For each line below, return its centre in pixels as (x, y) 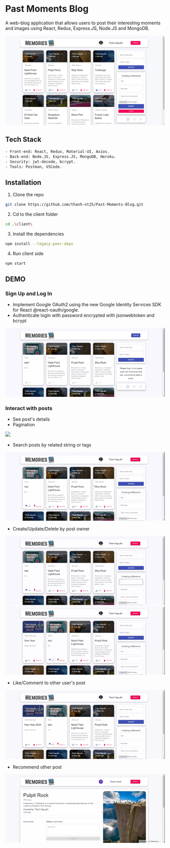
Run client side (28, 253)
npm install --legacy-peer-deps (39, 244)
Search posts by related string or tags (52, 445)
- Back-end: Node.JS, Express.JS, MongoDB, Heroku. (61, 157)
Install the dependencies (38, 234)
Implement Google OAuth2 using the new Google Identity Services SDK (87, 305)
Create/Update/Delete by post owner (51, 529)
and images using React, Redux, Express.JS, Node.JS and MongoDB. (77, 28)
